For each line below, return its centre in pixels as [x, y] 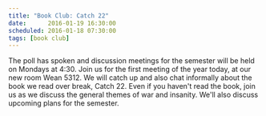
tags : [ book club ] [39, 38]
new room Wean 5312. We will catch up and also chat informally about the [130, 78]
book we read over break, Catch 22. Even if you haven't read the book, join [132, 86]
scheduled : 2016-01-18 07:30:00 [62, 30]
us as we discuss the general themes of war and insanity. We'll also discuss [133, 95]
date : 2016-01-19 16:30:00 [62, 23]
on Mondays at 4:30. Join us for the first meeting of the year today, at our [129, 70]
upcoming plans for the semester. [64, 103]
